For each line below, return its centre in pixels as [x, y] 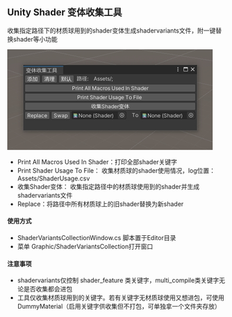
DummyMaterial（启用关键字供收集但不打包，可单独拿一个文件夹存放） [119, 307]
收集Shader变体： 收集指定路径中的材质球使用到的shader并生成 [108, 187]
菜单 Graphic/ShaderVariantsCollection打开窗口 [85, 247]
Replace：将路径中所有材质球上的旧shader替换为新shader [100, 204]
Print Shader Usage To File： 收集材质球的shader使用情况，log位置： [116, 170]
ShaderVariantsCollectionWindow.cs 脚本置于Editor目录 [97, 238]
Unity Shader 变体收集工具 [65, 12]
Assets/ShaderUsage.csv [53, 178]
